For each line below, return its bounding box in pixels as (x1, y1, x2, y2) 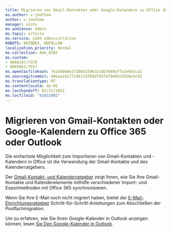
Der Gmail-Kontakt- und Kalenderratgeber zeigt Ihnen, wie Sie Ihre (5, 174, 145, 180)
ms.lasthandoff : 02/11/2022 (5, 88, 65, 93)
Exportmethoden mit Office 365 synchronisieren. (5, 185, 108, 191)
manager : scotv (5, 21, 38, 27)
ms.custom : (5, 55, 28, 60)
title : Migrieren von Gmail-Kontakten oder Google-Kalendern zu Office (5, 7, 160, 13)
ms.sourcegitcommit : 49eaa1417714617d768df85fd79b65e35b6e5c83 (5, 74, 142, 79)
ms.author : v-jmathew (5, 12, 51, 17)
